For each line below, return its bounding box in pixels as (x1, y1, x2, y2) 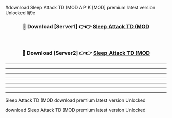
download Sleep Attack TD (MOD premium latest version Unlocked (5, 107, 146, 113)
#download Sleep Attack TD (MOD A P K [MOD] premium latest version (5, 5, 156, 10)
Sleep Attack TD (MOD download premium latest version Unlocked (5, 97, 146, 103)
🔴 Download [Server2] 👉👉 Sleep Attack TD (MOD (22, 50, 150, 57)
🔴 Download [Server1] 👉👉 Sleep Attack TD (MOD (22, 23, 150, 30)
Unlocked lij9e (5, 10, 36, 16)
